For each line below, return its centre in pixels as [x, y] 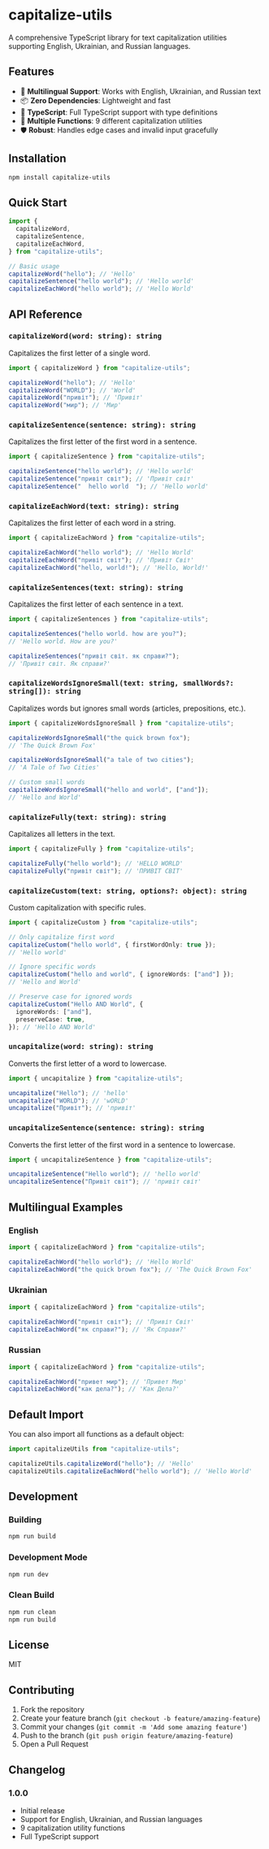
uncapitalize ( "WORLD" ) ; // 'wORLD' [69, 1101]
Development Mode [48, 1557]
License [29, 1645]
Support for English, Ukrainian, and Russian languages [111, 1819]
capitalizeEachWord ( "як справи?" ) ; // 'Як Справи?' [98, 1329]
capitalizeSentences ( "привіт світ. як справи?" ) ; [94, 656]
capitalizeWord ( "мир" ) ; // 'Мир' [65, 405]
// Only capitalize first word [61, 937]
